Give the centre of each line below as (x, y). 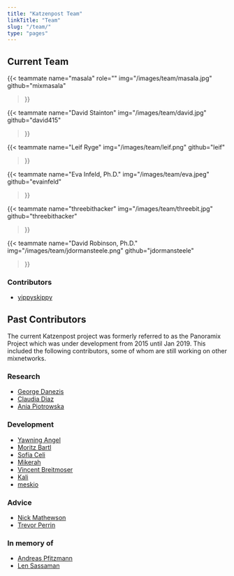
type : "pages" (28, 33)
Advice (20, 502)
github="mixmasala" (37, 86)
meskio (28, 484)
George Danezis (41, 392)
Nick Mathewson (42, 518)
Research (24, 376)
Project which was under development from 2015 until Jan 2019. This (107, 344)
